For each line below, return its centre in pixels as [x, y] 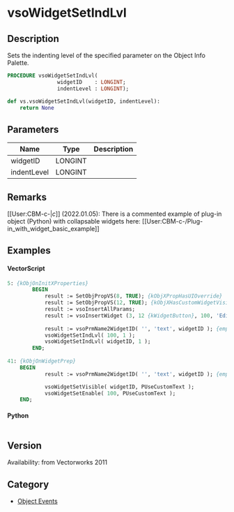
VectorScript [26, 268]
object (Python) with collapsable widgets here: [74, 221]
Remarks [27, 197]
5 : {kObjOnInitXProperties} [48, 283]
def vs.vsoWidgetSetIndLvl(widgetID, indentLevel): [84, 101]
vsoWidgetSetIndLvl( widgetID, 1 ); [97, 342]
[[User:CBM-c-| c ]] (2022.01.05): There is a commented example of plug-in [115, 214]
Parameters [33, 130]
